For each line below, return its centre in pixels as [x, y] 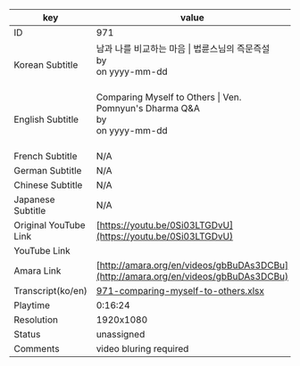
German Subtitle [48, 171]
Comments [37, 349]
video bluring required [142, 349]
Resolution [36, 320]
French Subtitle [46, 156]
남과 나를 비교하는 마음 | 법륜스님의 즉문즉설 [183, 49]
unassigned [121, 334]
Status [27, 334]
